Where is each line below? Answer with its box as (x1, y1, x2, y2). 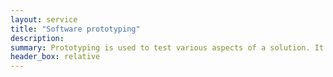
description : (10, 33, 65, 43)
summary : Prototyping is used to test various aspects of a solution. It (10, 42, 325, 53)
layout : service (10, 14, 78, 25)
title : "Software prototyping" (10, 24, 141, 34)
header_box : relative (10, 52, 101, 62)
